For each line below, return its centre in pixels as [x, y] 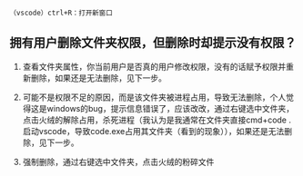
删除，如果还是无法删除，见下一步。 [98, 78]
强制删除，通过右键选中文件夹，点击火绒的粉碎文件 [118, 161]
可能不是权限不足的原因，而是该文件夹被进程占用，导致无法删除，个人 [154, 97]
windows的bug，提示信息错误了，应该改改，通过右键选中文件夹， [170, 108]
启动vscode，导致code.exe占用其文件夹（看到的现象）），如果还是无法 [153, 131]
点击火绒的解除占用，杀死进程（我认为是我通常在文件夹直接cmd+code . [157, 120]
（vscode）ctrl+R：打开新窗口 [61, 13]
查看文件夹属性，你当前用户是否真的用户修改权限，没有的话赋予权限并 [154, 66]
